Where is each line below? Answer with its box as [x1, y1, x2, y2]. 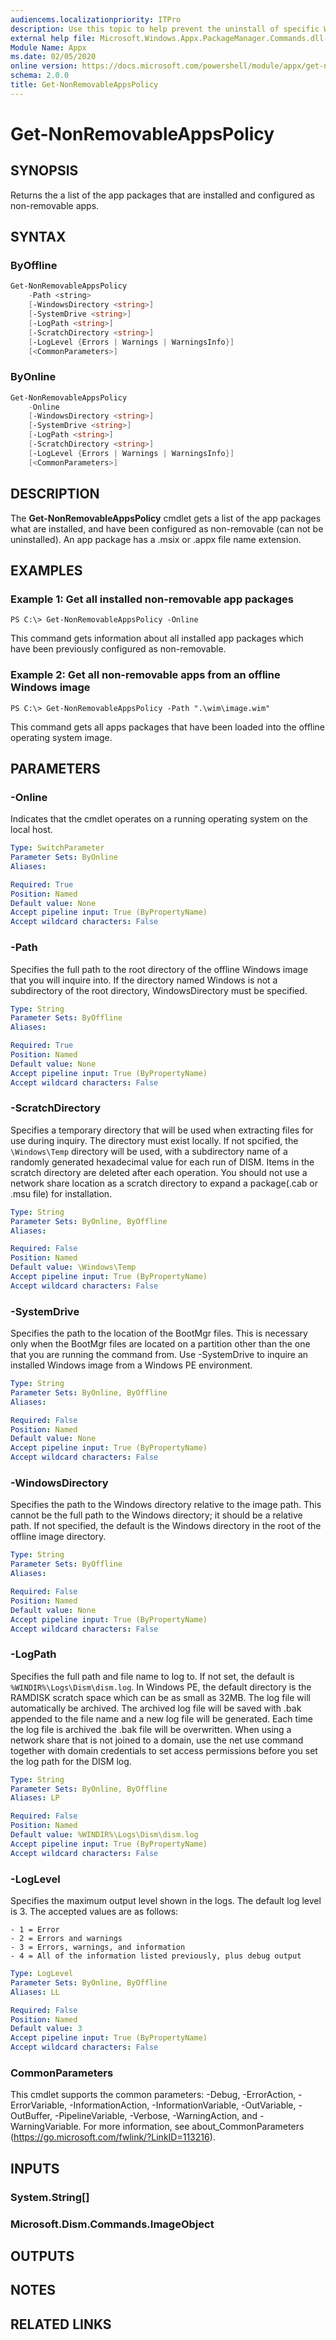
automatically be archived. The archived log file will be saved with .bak [10, 1702, 302, 1714]
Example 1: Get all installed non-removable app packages [10, 592, 294, 606]
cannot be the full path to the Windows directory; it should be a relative [10, 1509, 303, 1521]
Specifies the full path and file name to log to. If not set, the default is [10, 1670, 295, 1682]
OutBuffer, [10, 2110, 53, 2122]
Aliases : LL [10, 1987, 60, 1997]
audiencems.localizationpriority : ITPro [10, 14, 182, 25]
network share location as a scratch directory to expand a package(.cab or [10, 1177, 318, 1189]
